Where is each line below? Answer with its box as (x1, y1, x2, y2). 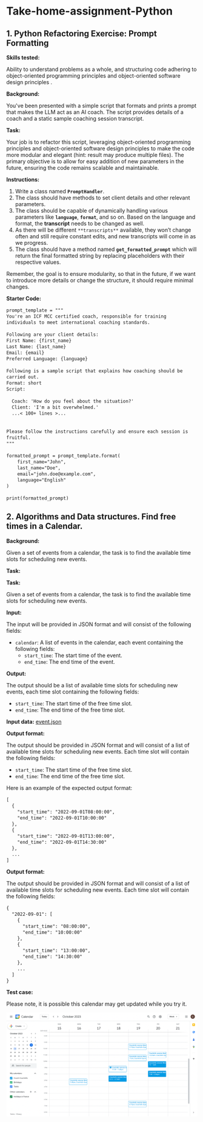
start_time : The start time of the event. (24, 652, 122, 659)
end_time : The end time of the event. (24, 658, 115, 665)
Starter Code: (6, 295, 41, 302)
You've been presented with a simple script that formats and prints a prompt (6, 102, 197, 109)
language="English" (17, 477, 67, 483)
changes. (6, 283, 30, 290)
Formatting (6, 38, 49, 48)
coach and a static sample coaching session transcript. (6, 115, 144, 122)
